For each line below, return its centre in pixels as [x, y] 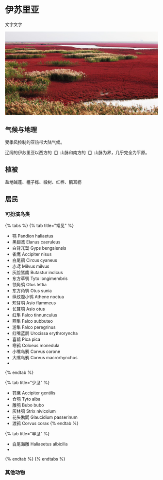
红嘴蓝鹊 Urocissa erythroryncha [45, 333]
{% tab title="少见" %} [27, 382]
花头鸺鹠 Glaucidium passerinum [45, 417]
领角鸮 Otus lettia [29, 284]
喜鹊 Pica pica [26, 339]
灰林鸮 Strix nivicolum [34, 411]
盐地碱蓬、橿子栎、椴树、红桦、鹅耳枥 [43, 182]
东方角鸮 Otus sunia [32, 291]
